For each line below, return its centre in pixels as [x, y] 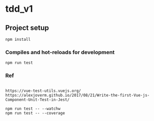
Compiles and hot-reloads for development [60, 52]
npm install [18, 39]
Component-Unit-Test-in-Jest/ [38, 100]
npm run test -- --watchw [33, 108]
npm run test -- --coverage [35, 113]
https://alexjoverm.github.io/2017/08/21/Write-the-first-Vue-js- [78, 95]
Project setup [27, 28]
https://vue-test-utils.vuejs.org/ [43, 91]
